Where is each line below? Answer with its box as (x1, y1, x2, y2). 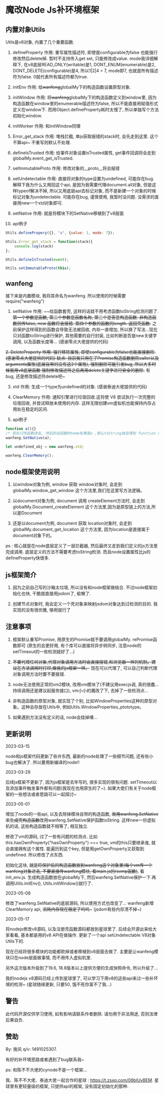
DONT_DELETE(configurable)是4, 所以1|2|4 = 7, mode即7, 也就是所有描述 (12, 68, 159, 73)
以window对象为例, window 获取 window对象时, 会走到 (12, 481, 123, 487)
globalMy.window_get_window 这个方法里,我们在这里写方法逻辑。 (12, 488, 145, 493)
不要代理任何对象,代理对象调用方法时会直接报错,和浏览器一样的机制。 (12, 659, 152, 665)
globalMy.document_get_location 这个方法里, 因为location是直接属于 (12, 527, 150, 532)
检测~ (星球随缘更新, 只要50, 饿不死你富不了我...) (14, 981, 112, 987)
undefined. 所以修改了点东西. (5, 852, 64, 857)
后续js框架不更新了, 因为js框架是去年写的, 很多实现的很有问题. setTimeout (5, 779, 153, 785)
